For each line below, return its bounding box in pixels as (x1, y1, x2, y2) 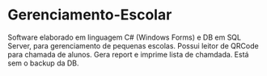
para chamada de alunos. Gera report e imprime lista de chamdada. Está (7, 49, 249, 59)
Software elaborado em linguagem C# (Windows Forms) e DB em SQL (7, 32, 242, 42)
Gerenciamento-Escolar (7, 6, 172, 24)
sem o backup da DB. (7, 58, 79, 68)
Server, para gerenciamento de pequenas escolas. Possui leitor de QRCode (7, 40, 260, 50)
